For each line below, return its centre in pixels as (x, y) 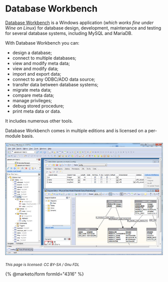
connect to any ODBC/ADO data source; (54, 79)
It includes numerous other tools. (39, 121)
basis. (28, 136)
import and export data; (37, 74)
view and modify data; (35, 69)
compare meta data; (33, 95)
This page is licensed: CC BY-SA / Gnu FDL (42, 265)
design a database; (32, 53)
